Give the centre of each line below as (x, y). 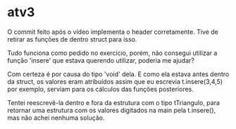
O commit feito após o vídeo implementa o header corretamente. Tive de (113, 32)
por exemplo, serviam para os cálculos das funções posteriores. (100, 89)
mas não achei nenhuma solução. (56, 118)
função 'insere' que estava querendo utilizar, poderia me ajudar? (101, 60)
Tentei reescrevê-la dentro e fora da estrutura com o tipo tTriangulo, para (114, 102)
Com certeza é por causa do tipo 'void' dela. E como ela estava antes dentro (118, 74)
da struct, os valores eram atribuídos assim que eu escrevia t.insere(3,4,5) (115, 81)
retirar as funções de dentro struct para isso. (72, 39)
